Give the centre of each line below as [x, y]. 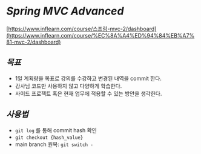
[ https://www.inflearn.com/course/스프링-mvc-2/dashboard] [81, 28]
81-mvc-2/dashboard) [34, 42]
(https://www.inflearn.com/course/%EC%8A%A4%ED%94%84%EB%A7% [100, 35]
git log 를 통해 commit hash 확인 [56, 130]
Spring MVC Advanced [65, 11]
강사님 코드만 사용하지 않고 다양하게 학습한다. [68, 85]
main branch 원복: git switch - [54, 144]
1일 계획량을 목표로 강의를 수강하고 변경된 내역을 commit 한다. [88, 78]
